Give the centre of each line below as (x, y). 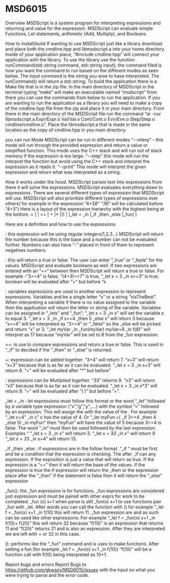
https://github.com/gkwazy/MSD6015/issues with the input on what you (80, 570)
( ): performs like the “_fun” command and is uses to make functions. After (82, 543)
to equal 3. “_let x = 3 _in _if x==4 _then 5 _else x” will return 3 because (80, 318)
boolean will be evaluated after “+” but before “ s (56, 281)
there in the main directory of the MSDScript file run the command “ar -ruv (83, 114)
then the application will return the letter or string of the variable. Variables (83, 307)
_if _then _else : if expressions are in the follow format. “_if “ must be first (81, 448)
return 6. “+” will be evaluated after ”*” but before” (58, 370)
